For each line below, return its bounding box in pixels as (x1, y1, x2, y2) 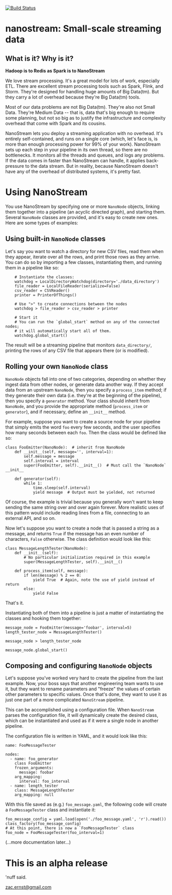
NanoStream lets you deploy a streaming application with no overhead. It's (5, 130, 163, 136)
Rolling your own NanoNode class (5, 362, 108, 371)
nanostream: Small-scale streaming (5, 23, 162, 34)
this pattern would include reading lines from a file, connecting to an (5, 510, 150, 516)
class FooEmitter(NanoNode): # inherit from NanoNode (5, 444, 125, 450)
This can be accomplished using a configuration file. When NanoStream (5, 707, 154, 713)
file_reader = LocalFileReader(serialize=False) (14, 283, 121, 288)
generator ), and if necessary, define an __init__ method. (5, 408, 126, 415)
